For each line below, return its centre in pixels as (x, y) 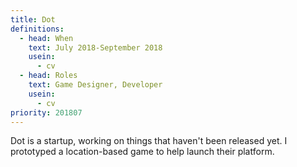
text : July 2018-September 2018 (95, 47)
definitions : (37, 29)
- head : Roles (48, 76)
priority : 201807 (46, 112)
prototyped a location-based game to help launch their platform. (142, 152)
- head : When (46, 38)
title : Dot (33, 19)
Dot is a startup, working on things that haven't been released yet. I (149, 141)
